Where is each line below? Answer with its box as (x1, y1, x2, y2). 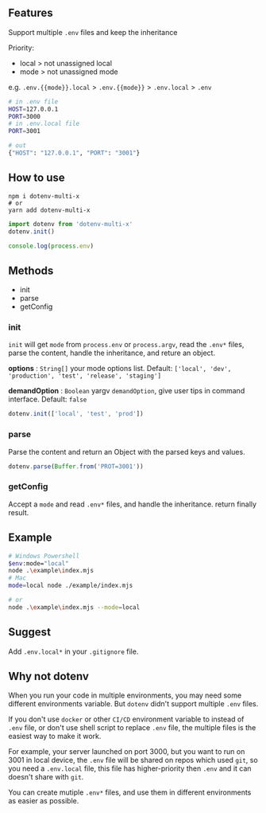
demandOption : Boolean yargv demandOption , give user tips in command (8, 386, 245, 396)
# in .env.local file (8, 119, 80, 128)
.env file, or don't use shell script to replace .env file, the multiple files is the (8, 723, 256, 733)
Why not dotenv (8, 669, 90, 683)
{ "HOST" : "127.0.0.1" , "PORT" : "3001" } (8, 149, 141, 158)
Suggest (8, 625, 52, 639)
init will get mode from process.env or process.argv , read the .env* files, (8, 340, 245, 350)
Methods (8, 264, 54, 277)
